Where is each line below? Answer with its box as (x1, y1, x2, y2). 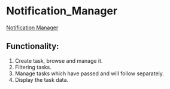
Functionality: (6, 41, 59, 51)
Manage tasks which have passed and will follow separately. (14, 70, 165, 77)
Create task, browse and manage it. (14, 57, 103, 64)
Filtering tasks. (14, 63, 52, 70)
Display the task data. (14, 76, 69, 83)
